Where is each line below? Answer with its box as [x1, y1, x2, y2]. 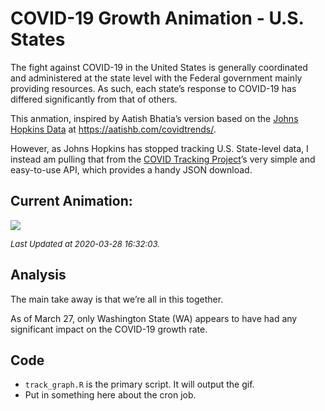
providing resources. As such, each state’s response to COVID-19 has [10, 82, 297, 94]
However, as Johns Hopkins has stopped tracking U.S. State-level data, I [10, 142, 309, 154]
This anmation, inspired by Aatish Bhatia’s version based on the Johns [10, 112, 299, 124]
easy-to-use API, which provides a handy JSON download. [10, 163, 253, 176]
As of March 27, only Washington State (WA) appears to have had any [10, 312, 298, 324]
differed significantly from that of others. [10, 93, 178, 105]
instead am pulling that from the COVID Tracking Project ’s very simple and [10, 153, 316, 165]
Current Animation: [10, 193, 133, 210]
